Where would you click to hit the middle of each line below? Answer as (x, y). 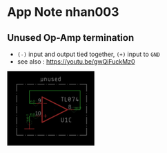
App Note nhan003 (63, 12)
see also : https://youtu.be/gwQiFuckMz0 (76, 62)
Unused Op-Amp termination (71, 38)
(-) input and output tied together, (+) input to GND (88, 54)
